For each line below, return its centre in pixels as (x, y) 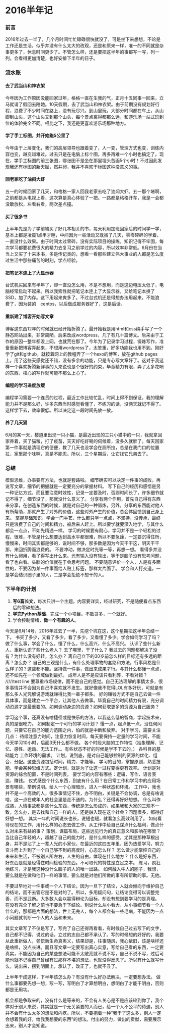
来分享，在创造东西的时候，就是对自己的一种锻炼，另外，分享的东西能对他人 (84, 505)
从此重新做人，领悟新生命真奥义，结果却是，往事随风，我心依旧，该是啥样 (82, 941)
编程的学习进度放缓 (25, 385)
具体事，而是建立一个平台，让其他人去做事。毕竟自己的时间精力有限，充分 (82, 700)
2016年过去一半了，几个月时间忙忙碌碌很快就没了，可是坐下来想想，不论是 (83, 39)
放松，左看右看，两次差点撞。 (45, 204)
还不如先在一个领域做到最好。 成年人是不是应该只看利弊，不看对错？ (76, 675)
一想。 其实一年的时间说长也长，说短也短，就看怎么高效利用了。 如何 (86, 818)
